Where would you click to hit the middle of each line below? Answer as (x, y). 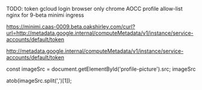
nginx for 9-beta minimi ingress (45, 15)
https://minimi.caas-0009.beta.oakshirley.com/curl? (71, 27)
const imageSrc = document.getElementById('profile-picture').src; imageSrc (101, 69)
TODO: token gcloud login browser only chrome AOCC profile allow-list (94, 9)
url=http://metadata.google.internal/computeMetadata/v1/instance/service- (100, 33)
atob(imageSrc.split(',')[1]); (39, 81)
